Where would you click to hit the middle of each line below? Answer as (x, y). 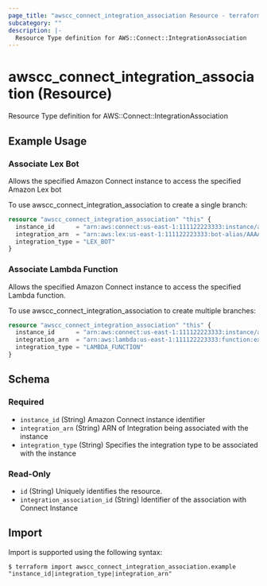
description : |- (35, 30)
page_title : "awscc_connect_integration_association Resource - (117, 16)
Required (26, 402)
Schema (29, 380)
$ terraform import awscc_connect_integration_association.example (122, 567)
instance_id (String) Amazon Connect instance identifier (112, 419)
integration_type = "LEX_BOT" (65, 242)
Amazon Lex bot (35, 189)
